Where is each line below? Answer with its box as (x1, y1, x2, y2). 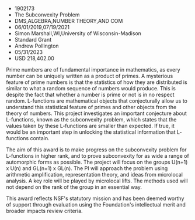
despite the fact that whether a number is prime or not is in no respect (6, 91, 175, 98)
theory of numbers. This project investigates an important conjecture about (6, 110, 187, 117)
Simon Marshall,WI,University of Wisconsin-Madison (14, 30, 142, 37)
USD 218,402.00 (14, 55, 54, 62)
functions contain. (6, 135, 50, 141)
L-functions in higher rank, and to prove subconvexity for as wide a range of (6, 153, 190, 159)
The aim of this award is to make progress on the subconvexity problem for (6, 146, 187, 153)
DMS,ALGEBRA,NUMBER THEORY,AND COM (14, 18, 123, 24)
